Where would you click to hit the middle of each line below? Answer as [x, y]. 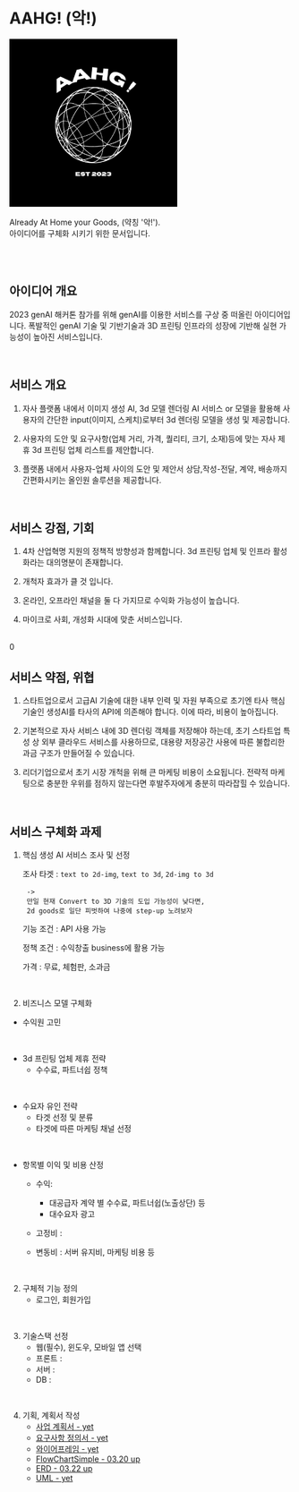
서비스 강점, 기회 [52, 528]
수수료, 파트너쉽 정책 [72, 1070]
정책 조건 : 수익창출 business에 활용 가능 [94, 948]
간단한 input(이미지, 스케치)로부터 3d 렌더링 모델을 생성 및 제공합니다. [168, 419]
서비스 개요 [38, 385]
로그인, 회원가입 [63, 1300]
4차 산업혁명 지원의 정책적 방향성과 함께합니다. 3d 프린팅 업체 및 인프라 [146, 551]
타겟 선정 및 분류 [64, 1117]
